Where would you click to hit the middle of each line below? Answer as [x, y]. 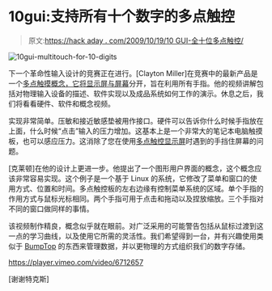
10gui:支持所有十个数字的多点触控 [122, 17]
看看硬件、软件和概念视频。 [68, 103]
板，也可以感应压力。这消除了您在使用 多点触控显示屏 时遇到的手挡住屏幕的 [132, 141]
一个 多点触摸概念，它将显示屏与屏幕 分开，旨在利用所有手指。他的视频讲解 [132, 83]
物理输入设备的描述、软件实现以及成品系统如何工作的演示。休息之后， [139, 93]
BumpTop [40, 246]
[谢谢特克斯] [29, 279]
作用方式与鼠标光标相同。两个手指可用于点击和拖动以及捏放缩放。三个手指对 [136, 198]
